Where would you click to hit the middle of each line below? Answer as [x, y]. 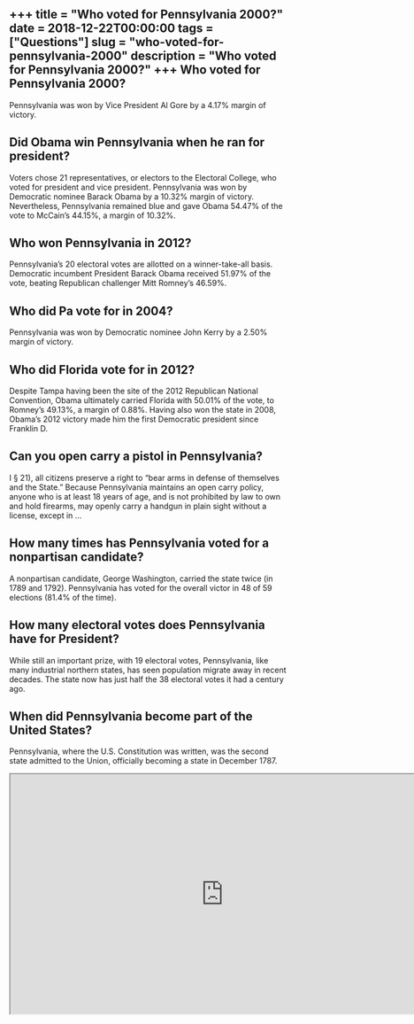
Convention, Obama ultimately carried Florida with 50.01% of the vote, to [142, 400]
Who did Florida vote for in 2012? [102, 370]
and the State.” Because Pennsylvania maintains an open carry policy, [136, 487]
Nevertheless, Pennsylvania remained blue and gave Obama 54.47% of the [146, 206]
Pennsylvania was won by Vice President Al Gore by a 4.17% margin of [138, 105]
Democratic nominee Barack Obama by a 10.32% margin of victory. [132, 196]
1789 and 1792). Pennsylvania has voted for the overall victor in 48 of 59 [141, 587]
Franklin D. [29, 429]
